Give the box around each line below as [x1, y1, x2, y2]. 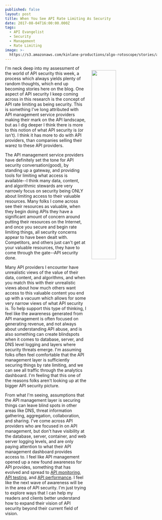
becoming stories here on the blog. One [5, 86, 84, 92]
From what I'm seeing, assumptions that [5, 392, 84, 398]
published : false [5, 7, 40, 12]
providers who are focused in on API [5, 423, 78, 429]
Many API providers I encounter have [5, 265, 79, 270]
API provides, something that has [5, 464, 71, 470]
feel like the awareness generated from [5, 311, 83, 316]
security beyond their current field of [5, 505, 79, 511]
